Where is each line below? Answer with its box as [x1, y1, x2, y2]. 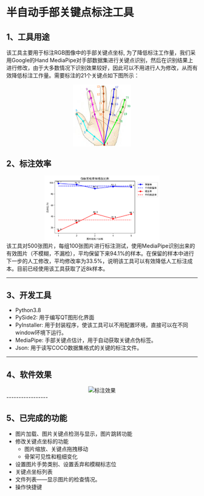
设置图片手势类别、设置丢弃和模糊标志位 [15, 461, 117, 468]
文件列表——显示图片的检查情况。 [15, 476, 101, 483]
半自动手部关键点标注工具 [6, 5, 135, 19]
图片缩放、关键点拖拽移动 [24, 445, 89, 453]
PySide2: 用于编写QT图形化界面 [15, 314, 95, 321]
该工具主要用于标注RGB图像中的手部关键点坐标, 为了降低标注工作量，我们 [6, 49, 191, 56]
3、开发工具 [6, 290, 52, 300]
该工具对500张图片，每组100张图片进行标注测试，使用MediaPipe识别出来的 [6, 242, 195, 250]
